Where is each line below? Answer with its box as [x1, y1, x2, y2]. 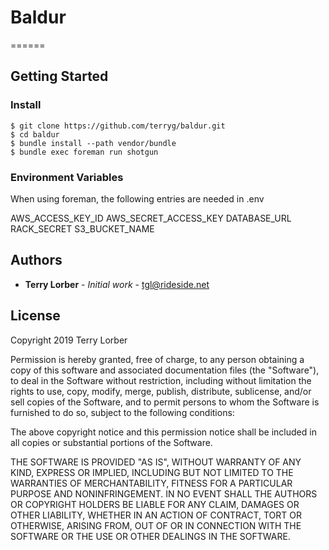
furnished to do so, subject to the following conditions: [10, 406, 235, 418]
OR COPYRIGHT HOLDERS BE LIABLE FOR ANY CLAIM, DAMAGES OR [10, 498, 300, 510]
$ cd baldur [10, 129, 60, 140]
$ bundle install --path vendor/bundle [10, 138, 177, 148]
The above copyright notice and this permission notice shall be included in [10, 426, 317, 438]
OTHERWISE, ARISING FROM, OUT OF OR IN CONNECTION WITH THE [10, 519, 302, 531]
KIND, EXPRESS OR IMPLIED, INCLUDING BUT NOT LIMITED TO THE [10, 466, 294, 478]
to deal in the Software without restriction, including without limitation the [10, 374, 312, 386]
